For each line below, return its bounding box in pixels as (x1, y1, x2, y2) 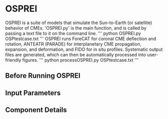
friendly (5, 57, 22, 63)
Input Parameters (5, 88, 61, 97)
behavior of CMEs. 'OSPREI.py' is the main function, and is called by (5, 25, 147, 31)
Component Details (5, 106, 67, 114)
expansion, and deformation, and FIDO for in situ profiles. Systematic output (5, 46, 163, 52)
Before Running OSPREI (5, 71, 80, 80)
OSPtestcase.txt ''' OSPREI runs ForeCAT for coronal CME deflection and (5, 36, 156, 42)
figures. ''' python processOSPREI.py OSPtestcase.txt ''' (22, 57, 139, 63)
